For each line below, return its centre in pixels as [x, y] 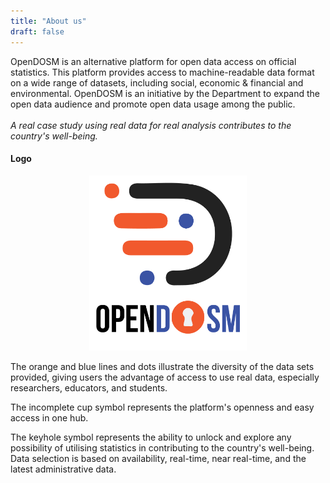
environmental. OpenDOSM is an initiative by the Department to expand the [165, 93]
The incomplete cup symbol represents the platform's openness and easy [162, 407]
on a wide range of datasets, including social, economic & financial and [157, 82]
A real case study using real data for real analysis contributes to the [151, 125]
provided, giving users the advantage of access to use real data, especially [165, 377]
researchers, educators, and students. [89, 387]
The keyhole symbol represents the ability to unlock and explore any [151, 437]
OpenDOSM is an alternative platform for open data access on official [153, 61]
